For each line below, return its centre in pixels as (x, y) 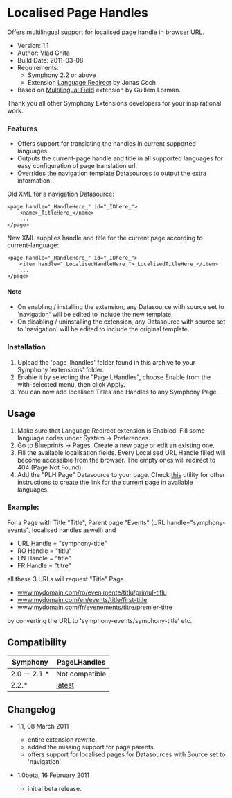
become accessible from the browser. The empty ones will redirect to (116, 460)
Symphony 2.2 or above (62, 75)
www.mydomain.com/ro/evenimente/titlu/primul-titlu (92, 592)
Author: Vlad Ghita (44, 53)
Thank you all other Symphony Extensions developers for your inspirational (114, 103)
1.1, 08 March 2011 (43, 726)
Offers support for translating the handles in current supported (106, 144)
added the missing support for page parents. (91, 747)
